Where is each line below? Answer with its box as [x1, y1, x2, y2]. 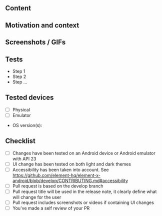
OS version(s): [12, 122, 42, 128]
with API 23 [12, 155, 36, 161]
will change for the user [12, 194, 61, 200]
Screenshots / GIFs [5, 38, 66, 46]
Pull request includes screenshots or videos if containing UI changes [12, 199, 154, 205]
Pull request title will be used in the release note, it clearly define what [12, 188, 157, 194]
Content [5, 4, 31, 12]
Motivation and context [5, 21, 79, 29]
